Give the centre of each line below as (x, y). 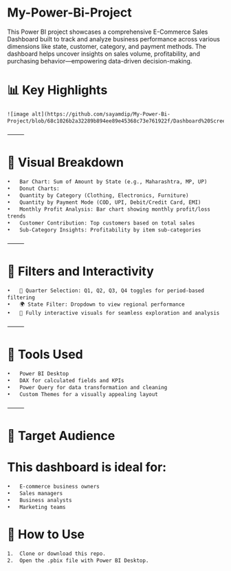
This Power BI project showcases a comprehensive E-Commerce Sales (108, 32)
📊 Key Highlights (57, 90)
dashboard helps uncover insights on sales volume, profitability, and (104, 54)
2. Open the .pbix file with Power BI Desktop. (78, 560)
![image (18, 114)
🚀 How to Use (46, 534)
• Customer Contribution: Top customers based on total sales (101, 223)
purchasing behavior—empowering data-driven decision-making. (100, 61)
